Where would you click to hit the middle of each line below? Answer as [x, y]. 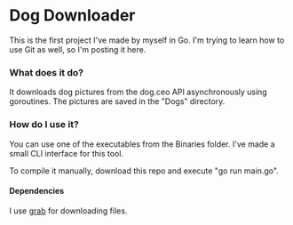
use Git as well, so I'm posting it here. [78, 49]
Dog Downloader [72, 16]
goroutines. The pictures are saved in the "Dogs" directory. [117, 101]
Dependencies [37, 191]
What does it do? [47, 72]
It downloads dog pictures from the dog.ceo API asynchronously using [139, 92]
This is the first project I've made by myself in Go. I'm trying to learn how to [147, 40]
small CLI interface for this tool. [67, 153]
